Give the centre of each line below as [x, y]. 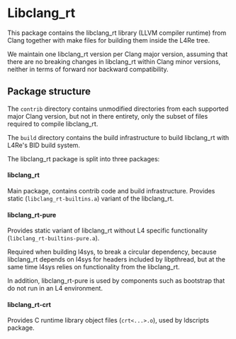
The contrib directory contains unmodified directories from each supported [118, 109]
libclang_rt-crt [29, 304]
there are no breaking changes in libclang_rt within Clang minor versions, [114, 61]
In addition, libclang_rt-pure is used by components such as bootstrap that [116, 281]
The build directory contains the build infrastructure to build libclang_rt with [118, 137]
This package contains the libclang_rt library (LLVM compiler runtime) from [117, 33]
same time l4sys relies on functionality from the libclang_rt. [94, 267]
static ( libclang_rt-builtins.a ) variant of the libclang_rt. [91, 198]
